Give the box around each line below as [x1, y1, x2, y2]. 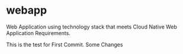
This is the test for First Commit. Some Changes [6, 41, 123, 48]
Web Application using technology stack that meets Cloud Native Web [6, 23, 178, 30]
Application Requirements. [6, 29, 71, 36]
